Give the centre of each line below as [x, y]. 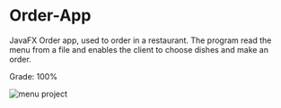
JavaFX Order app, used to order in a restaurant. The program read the [140, 40]
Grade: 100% [34, 76]
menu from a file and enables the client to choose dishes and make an [139, 49]
